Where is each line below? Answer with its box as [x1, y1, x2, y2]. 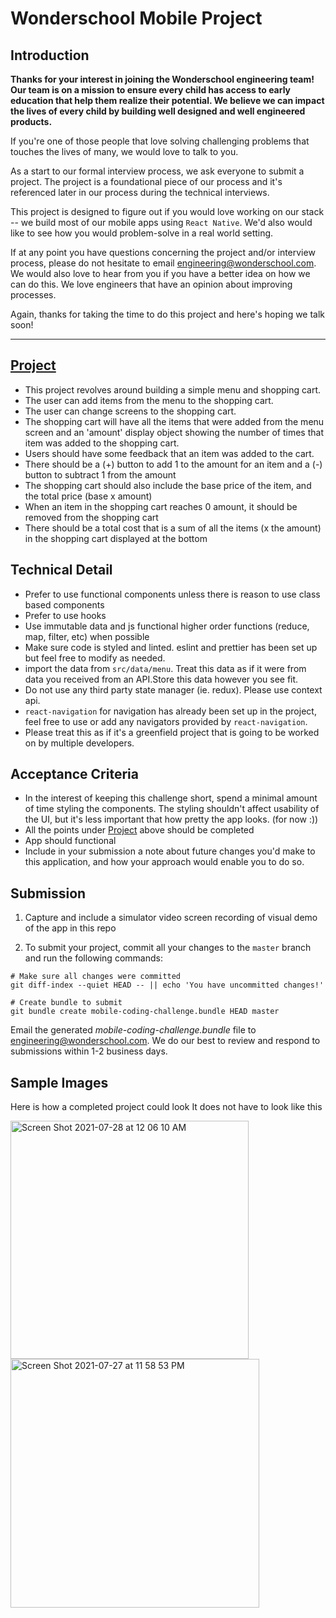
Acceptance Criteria [10, 766, 139, 783]
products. [10, 116, 53, 127]
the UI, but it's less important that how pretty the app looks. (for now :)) [24, 813, 319, 826]
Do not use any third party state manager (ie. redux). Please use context [24, 683, 323, 696]
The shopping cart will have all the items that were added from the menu [24, 415, 325, 427]
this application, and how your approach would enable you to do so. [24, 856, 305, 868]
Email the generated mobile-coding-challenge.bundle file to [10, 1024, 257, 1036]
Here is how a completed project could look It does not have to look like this [10, 1101, 323, 1113]
